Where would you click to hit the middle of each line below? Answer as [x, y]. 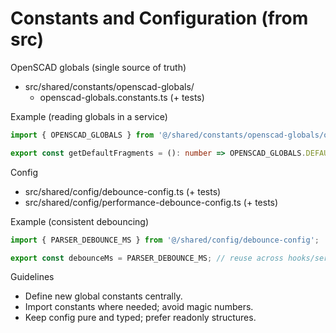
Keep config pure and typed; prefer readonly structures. [140, 318]
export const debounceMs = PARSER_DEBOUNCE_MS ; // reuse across [147, 258]
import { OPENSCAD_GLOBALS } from [82, 135]
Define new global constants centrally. [103, 296]
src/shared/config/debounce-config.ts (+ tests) [123, 191]
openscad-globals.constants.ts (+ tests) [122, 97]
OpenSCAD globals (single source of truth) [98, 67]
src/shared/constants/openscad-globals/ [109, 86]
